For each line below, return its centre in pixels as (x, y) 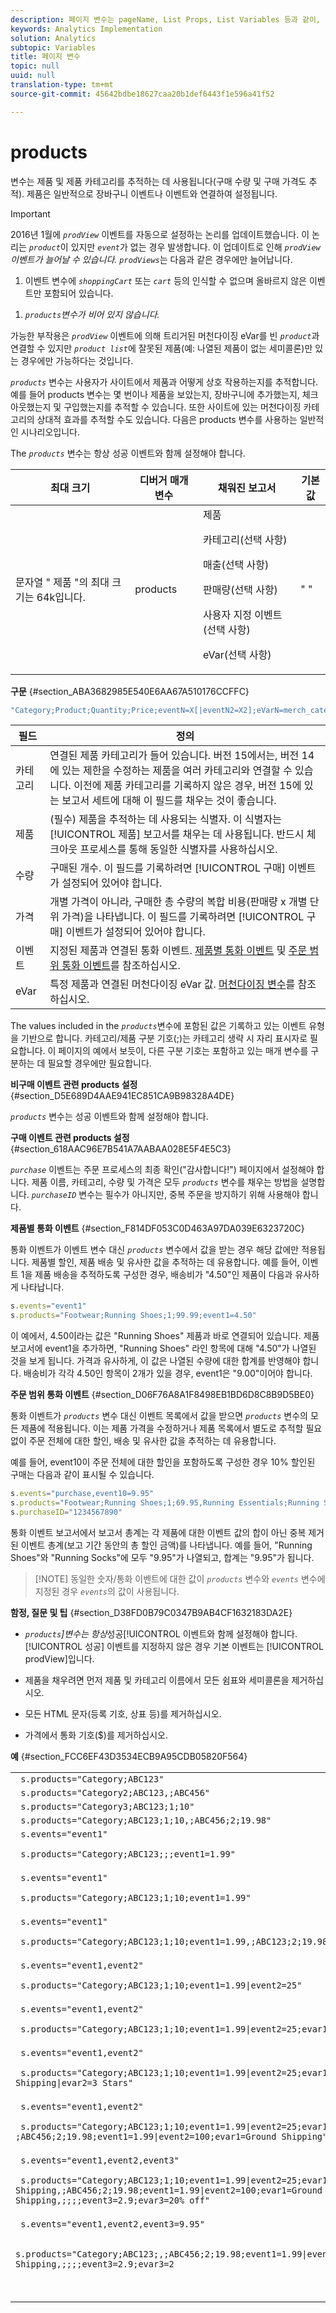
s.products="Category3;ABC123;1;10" (107, 1806)
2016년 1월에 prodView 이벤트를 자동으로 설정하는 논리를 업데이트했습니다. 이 (160, 234)
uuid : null (33, 76)
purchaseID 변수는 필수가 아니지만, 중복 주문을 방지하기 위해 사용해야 (165, 1195)
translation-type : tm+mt (62, 85)
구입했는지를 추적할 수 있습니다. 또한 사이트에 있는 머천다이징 (182, 407)
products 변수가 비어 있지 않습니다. (92, 314)
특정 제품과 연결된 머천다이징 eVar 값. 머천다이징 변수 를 (172, 984)
